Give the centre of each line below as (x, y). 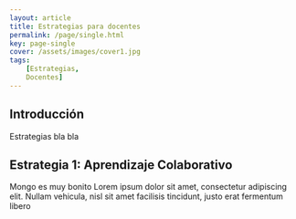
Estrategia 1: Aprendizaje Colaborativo (121, 165)
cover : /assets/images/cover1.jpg (75, 52)
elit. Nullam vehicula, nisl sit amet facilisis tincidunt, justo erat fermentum (146, 196)
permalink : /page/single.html (67, 35)
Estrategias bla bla (44, 136)
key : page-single (42, 43)
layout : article (40, 18)
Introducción (47, 115)
